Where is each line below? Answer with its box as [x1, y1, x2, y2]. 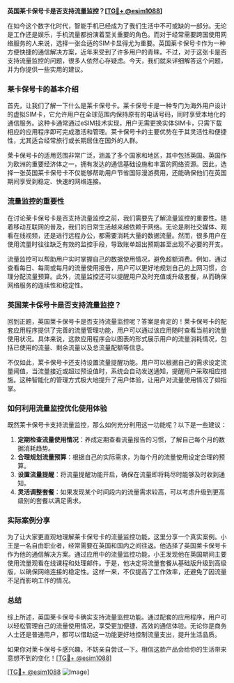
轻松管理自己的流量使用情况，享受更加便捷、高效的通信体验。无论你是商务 [13, 621, 227, 630]
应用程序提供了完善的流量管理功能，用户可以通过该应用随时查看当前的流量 [13, 326, 227, 334]
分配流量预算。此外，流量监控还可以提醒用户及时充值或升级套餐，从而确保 [13, 272, 227, 280]
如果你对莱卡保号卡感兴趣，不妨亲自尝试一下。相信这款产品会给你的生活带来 [7, 645, 227, 653]
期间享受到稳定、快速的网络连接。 [7, 177, 105, 186]
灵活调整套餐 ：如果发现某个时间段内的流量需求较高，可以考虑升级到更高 [17, 488, 225, 496]
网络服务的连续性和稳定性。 [7, 280, 87, 289]
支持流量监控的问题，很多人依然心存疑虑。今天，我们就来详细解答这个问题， [7, 57, 227, 65]
